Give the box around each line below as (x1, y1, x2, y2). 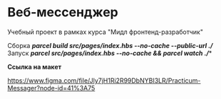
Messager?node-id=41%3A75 (7, 83, 96, 92)
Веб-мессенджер (7, 4, 119, 21)
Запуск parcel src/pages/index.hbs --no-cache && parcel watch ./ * (7, 49, 212, 57)
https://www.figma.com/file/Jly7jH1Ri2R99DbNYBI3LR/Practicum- (7, 76, 201, 85)
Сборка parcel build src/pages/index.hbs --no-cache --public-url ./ (7, 41, 213, 49)
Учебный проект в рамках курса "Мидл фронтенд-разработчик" (7, 28, 203, 36)
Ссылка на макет (7, 62, 62, 71)
